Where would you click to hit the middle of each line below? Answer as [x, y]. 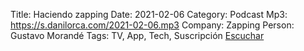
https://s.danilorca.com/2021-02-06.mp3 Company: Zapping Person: [152, 25]
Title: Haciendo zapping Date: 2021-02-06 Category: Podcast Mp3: [149, 14]
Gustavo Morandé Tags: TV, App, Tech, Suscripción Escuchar [137, 35]
